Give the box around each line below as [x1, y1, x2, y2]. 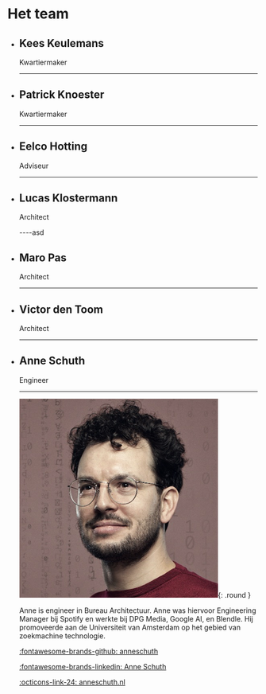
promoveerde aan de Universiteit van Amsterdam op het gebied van [18, 622, 241, 632]
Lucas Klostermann [18, 192, 118, 205]
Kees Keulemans [18, 37, 105, 50]
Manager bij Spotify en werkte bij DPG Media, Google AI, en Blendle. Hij [18, 614, 253, 623]
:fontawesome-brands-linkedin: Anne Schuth [18, 661, 167, 671]
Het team [7, 5, 69, 23]
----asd [18, 228, 44, 237]
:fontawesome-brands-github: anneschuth [18, 646, 159, 656]
